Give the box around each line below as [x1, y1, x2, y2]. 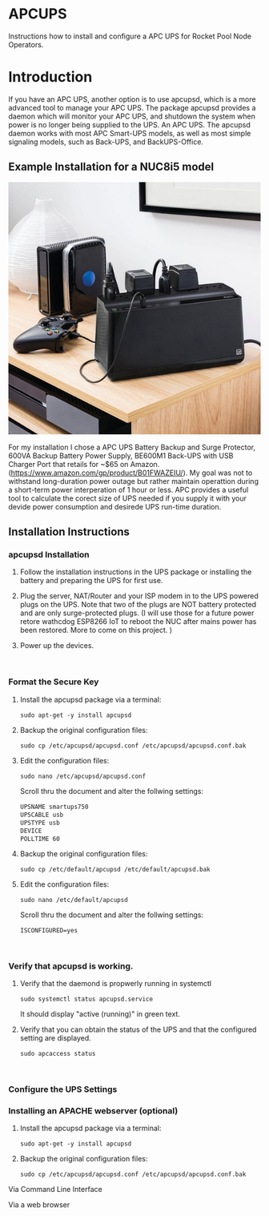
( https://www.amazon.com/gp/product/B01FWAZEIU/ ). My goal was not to [8, 468, 253, 477]
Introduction [8, 68, 93, 87]
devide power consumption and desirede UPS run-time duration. [8, 501, 222, 511]
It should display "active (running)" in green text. [19, 1009, 180, 1018]
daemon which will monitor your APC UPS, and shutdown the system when [8, 111, 256, 121]
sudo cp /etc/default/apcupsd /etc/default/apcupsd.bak [19, 865, 211, 873]
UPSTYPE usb [19, 819, 60, 827]
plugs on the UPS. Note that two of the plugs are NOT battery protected [19, 600, 257, 610]
